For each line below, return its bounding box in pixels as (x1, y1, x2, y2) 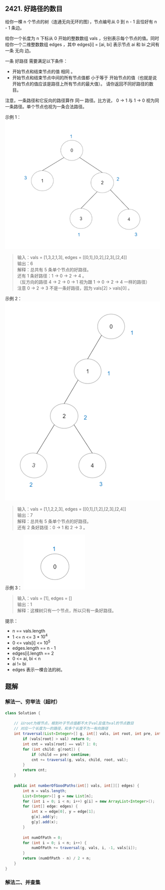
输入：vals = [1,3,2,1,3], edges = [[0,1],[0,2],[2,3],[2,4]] (17, 254, 127, 260)
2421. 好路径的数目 (5, 4, 63, 13)
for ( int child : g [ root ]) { (23, 747, 80, 752)
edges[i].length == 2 (12, 650, 54, 656)
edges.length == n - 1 (12, 645, 56, 651)
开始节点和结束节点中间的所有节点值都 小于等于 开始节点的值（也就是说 (12, 74, 157, 80)
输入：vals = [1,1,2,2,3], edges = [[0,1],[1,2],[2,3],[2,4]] (17, 506, 127, 512)
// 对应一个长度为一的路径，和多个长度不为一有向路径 (14, 726, 109, 731)
